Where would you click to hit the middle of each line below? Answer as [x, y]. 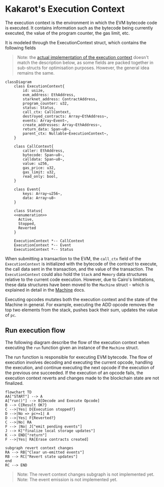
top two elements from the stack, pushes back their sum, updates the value [82, 310]
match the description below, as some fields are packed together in [85, 62]
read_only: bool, [40, 176]
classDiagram [18, 82]
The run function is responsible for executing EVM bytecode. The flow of [79, 357]
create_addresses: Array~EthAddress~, [62, 125]
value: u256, [36, 163]
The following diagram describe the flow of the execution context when [77, 342]
